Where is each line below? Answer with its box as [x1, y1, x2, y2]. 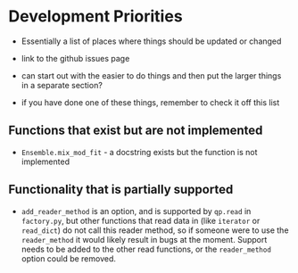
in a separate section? [21, 79, 103, 90]
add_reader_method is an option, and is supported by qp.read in [21, 205, 252, 216]
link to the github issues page [21, 53, 130, 63]
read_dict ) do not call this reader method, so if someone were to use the [21, 225, 289, 236]
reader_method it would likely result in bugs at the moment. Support [21, 234, 268, 244]
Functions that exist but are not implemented [8, 123, 263, 138]
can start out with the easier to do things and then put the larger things [21, 70, 282, 81]
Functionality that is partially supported [8, 182, 234, 197]
